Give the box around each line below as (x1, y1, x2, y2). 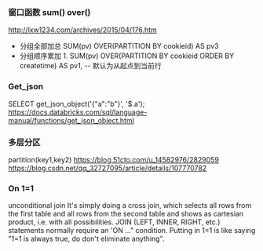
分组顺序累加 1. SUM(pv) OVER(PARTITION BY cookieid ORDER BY (19, 51, 234, 60)
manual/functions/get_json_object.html (8, 115, 135, 125)
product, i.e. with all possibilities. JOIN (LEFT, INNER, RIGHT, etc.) (8, 217, 221, 227)
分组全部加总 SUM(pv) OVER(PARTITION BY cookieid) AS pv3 (19, 42, 219, 51)
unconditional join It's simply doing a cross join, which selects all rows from (8, 201, 252, 210)
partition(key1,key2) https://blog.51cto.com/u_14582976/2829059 (8, 155, 220, 164)
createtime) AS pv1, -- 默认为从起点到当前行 (19, 61, 163, 71)
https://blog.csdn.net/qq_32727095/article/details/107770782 (8, 163, 207, 173)
